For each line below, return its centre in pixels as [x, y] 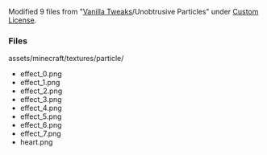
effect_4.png [41, 108]
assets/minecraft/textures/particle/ [66, 59]
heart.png [36, 142]
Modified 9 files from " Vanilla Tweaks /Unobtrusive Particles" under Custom [133, 12]
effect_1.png [40, 83]
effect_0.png [41, 74]
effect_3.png [41, 100]
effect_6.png [41, 125]
